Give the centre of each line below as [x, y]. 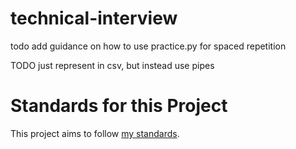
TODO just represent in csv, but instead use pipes [112, 65]
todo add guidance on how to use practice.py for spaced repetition [148, 46]
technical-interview [94, 18]
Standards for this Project [119, 106]
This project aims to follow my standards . [95, 133]
